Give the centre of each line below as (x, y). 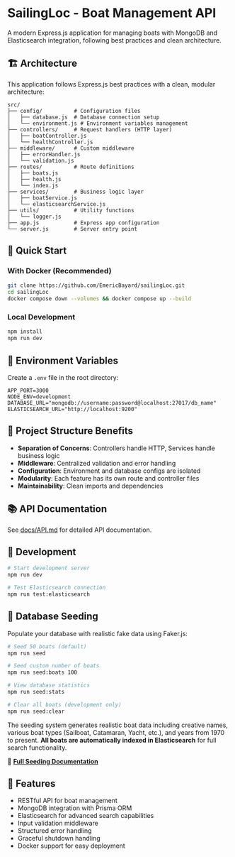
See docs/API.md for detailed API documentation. (80, 530)
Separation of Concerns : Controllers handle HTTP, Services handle (116, 448)
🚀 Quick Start (37, 251)
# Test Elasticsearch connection (57, 588)
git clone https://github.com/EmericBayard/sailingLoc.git (96, 285)
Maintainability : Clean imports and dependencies (90, 486)
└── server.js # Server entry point (73, 229)
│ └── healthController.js (50, 142)
